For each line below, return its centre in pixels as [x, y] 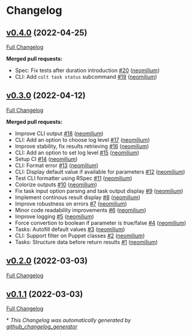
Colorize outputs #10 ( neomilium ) [56, 185]
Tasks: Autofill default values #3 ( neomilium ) [70, 229]
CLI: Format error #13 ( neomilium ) [57, 165]
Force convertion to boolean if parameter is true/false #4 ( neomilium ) [100, 222]
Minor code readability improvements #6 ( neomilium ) [80, 210]
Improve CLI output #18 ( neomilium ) [59, 133]
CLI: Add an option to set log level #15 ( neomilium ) [77, 152]
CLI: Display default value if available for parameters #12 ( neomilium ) [100, 171]
